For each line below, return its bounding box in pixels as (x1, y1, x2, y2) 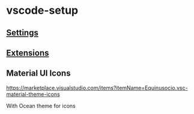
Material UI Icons (6, 68, 71, 79)
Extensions (6, 47, 49, 58)
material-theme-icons (6, 91, 60, 98)
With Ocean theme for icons (6, 102, 76, 109)
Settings (6, 28, 39, 38)
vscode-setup (6, 4, 79, 17)
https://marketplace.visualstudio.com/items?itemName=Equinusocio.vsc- (6, 84, 188, 91)
